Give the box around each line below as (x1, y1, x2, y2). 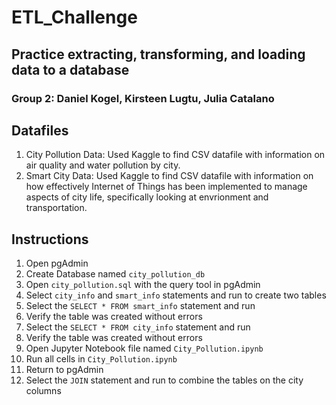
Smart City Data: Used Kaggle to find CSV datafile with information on (25, 170, 314, 182)
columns (25, 385, 62, 397)
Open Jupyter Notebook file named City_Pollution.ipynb (25, 342, 264, 355)
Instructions (11, 231, 89, 248)
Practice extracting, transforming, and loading (11, 46, 306, 63)
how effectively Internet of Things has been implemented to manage (25, 181, 308, 193)
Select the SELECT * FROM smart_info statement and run (25, 300, 256, 312)
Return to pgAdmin (25, 364, 104, 376)
